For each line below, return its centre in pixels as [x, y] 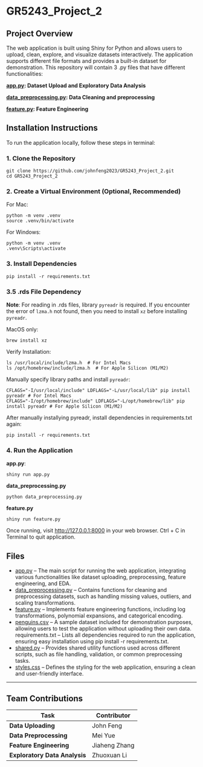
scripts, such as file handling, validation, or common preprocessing [98, 654]
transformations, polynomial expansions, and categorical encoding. [99, 616]
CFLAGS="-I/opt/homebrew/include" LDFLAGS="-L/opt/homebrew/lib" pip [96, 401]
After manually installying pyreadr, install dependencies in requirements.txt [99, 417]
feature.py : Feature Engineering [47, 109]
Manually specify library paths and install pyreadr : [68, 379]
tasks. [22, 661]
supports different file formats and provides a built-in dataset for [86, 61]
